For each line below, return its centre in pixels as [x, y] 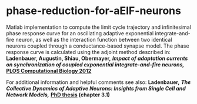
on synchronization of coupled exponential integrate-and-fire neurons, [95, 64]
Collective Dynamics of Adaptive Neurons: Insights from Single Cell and [96, 88]
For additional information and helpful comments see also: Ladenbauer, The [98, 82]
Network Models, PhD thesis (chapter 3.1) [58, 95]
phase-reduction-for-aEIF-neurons [94, 11]
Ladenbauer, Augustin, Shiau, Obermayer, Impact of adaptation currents [97, 58]
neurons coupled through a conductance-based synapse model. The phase [98, 46]
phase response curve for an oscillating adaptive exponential [80, 33]
